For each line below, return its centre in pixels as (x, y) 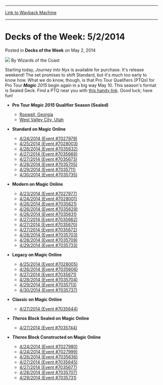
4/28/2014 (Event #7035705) (48, 164)
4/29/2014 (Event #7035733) (48, 245)
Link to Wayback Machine (31, 12)
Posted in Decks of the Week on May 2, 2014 (50, 50)
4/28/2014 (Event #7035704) (49, 279)
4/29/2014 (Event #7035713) (48, 285)
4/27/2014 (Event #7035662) (48, 219)
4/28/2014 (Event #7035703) (48, 235)
